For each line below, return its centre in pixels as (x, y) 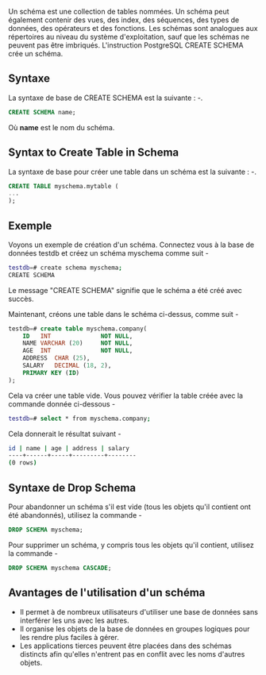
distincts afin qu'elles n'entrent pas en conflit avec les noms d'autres (132, 654)
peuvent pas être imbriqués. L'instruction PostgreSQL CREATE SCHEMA (126, 45)
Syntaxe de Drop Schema (72, 488)
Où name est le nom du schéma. (62, 127)
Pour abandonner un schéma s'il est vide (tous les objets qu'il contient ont (130, 507)
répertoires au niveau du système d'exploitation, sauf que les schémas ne (129, 37)
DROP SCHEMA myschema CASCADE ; (60, 568)
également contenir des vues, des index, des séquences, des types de (124, 20)
